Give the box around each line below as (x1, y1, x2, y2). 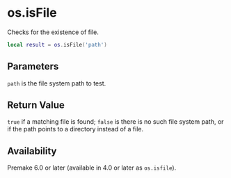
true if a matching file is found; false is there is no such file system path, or (7, 118, 224, 126)
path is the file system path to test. (7, 79, 106, 88)
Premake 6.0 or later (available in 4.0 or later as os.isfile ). (7, 163, 177, 172)
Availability (7, 145, 57, 157)
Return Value (7, 99, 65, 111)
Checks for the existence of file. (7, 28, 99, 36)
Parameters (7, 60, 59, 72)
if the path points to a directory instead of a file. (7, 125, 144, 133)
